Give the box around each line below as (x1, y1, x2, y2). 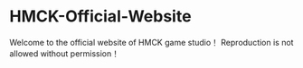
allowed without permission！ (9, 47, 120, 59)
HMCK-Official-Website (9, 6, 192, 27)
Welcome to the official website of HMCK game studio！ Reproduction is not (9, 37, 294, 47)
